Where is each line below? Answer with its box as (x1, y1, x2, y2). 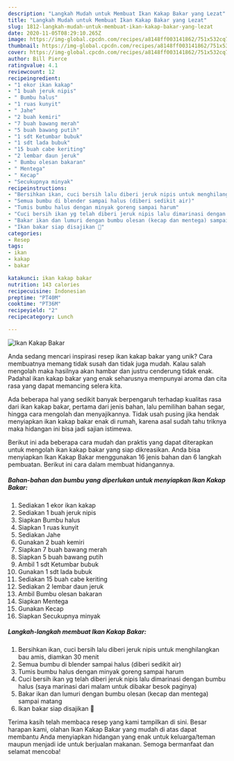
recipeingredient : (8, 74, 61, 82)
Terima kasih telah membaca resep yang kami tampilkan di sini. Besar (8, 717, 207, 726)
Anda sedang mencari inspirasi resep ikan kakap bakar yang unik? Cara (8, 352, 213, 360)
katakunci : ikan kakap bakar (8, 275, 92, 281)
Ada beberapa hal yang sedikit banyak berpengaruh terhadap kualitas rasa (8, 395, 222, 403)
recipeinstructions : (8, 185, 68, 192)
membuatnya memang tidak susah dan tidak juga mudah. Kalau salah (8, 359, 206, 368)
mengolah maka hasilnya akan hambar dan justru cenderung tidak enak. (8, 366, 214, 375)
